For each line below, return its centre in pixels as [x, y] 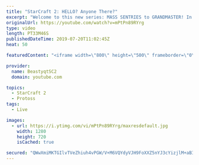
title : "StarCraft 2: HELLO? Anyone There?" [62, 12]
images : [16, 120]
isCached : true [36, 143]
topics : [16, 88]
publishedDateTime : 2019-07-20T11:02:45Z [58, 39]
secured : [17, 153]
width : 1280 [31, 131]
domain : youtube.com [37, 77]
